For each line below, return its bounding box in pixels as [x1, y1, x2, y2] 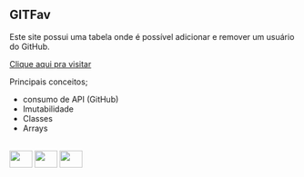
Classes [22, 113, 53, 123]
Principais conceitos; [9, 76, 88, 87]
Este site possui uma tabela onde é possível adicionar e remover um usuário [9, 31, 295, 42]
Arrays [22, 123, 48, 133]
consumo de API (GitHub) [22, 93, 119, 104]
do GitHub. [9, 41, 50, 52]
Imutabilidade [22, 103, 75, 114]
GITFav [9, 7, 52, 23]
